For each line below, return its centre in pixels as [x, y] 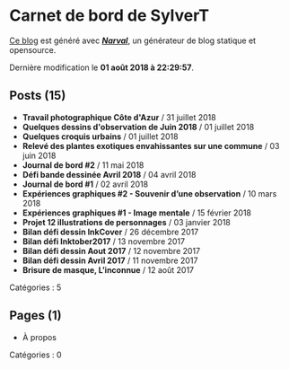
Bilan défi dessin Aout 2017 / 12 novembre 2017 [111, 250]
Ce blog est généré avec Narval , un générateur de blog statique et [133, 40]
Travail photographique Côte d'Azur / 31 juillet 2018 [119, 117]
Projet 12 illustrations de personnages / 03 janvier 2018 [127, 222]
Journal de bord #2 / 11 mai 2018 [83, 165]
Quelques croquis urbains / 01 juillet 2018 [100, 136]
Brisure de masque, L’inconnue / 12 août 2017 [108, 269]
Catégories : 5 [35, 287]
